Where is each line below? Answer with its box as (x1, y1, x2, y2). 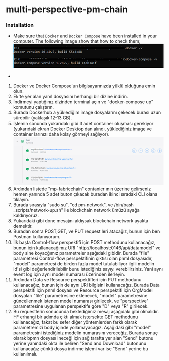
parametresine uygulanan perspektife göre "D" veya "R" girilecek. (13, 303, 149, 309)
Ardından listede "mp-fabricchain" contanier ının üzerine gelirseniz (13, 186, 151, 192)
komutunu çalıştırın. (13, 104, 54, 110)
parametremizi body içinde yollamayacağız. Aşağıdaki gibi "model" (13, 324, 151, 330)
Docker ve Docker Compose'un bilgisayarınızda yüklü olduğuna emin (13, 83, 156, 89)
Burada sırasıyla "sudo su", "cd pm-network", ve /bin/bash (13, 202, 134, 208)
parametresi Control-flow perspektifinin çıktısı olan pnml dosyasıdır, (13, 255, 153, 261)
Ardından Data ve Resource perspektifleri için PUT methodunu (13, 276, 142, 282)
